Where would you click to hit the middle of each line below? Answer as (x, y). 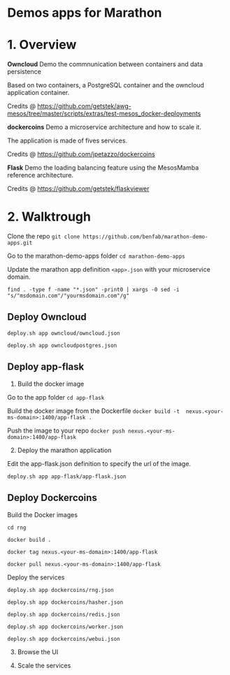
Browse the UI (38, 652)
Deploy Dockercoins (52, 498)
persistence (24, 72)
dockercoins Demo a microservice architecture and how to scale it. (104, 127)
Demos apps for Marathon (85, 13)
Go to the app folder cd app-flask (56, 397)
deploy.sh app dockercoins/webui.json (64, 639)
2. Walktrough (49, 217)
